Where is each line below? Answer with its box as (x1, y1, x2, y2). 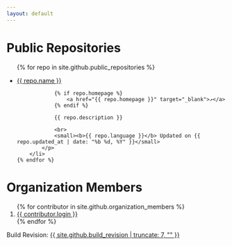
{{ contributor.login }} (16, 209, 78, 218)
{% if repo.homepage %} (53, 89, 123, 97)
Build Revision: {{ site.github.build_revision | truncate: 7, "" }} (6, 230, 180, 239)
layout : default (6, 10, 53, 17)
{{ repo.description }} (53, 114, 123, 121)
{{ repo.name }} (16, 76, 62, 85)
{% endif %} (53, 102, 89, 109)
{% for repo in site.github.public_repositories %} (16, 63, 156, 71)
